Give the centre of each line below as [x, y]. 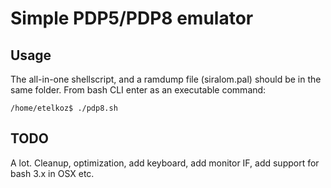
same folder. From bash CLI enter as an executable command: [138, 90]
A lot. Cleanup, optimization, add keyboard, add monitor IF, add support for [165, 163]
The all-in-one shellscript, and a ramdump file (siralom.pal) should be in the [166, 79]
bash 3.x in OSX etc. [52, 173]
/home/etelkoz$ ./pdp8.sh [64, 108]
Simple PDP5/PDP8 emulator [132, 18]
